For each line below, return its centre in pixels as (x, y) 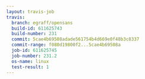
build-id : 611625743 (37, 28)
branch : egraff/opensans (42, 23)
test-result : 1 (30, 67)
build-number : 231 (34, 34)
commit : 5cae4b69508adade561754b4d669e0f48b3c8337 (75, 39)
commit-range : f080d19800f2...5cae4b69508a (66, 45)
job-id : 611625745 (34, 50)
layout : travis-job (30, 12)
